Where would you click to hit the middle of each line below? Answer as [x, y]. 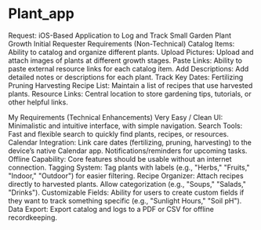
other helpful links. [38, 102]
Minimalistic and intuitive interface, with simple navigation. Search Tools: [125, 126]
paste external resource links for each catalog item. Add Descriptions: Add [129, 68]
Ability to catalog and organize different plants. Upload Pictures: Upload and [131, 52]
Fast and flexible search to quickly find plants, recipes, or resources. [119, 133]
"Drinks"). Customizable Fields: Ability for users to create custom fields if [126, 192]
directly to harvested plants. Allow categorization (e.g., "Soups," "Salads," [127, 184]
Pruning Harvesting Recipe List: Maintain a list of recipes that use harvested [130, 85]
